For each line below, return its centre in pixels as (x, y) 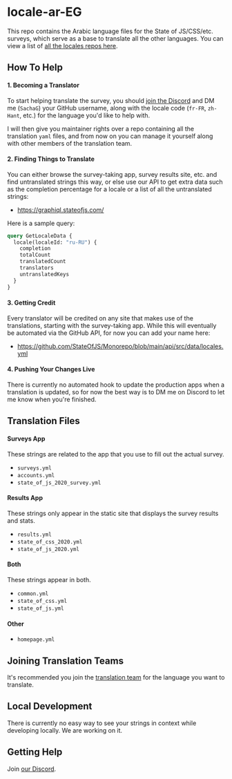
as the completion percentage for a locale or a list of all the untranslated (109, 189)
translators (37, 268)
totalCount (35, 255)
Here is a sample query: (41, 223)
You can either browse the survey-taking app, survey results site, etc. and (112, 174)
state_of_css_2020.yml (50, 542)
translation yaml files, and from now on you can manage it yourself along (110, 136)
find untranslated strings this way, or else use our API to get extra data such (115, 182)
